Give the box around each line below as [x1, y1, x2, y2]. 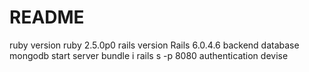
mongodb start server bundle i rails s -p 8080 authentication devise [9, 49, 289, 61]
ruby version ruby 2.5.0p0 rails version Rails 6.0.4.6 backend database [9, 39, 300, 51]
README [9, 6, 85, 29]
